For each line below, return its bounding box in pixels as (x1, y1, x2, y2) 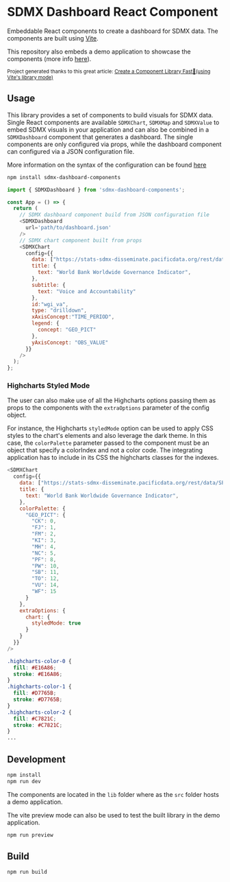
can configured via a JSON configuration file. (7, 147, 135, 155)
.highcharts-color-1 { (7, 684, 72, 690)
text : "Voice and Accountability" (37, 288, 136, 295)
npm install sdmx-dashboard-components (7, 174, 121, 181)
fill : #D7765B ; (13, 690, 57, 697)
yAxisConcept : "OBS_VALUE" (31, 339, 109, 346)
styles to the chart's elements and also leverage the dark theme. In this (7, 432, 207, 440)
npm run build (7, 869, 48, 876)
